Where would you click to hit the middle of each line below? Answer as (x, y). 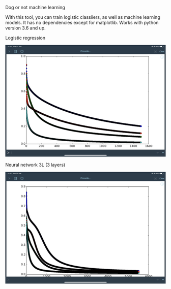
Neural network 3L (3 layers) (35, 165)
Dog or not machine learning (35, 7)
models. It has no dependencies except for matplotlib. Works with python (82, 23)
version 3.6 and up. (25, 28)
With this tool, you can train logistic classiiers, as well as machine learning (83, 17)
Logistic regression (25, 38)
